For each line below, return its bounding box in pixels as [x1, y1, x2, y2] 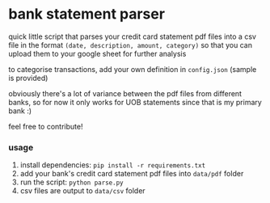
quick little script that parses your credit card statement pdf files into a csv [8, 32, 257, 41]
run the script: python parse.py [19, 177, 124, 187]
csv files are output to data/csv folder [19, 186, 146, 196]
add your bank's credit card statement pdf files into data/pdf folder [19, 169, 244, 179]
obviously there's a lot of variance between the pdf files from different [8, 88, 243, 98]
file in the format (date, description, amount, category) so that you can [8, 40, 253, 49]
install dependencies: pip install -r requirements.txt [19, 160, 206, 170]
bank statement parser [8, 5, 166, 23]
